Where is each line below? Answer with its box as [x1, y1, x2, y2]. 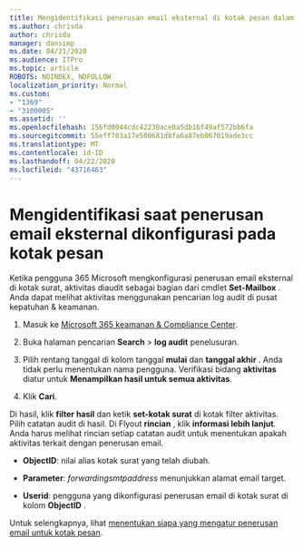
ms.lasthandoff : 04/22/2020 [9, 156, 116, 166]
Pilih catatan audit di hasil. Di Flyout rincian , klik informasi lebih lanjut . [9, 418, 277, 429]
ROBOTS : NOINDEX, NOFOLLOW [9, 73, 112, 82]
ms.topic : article [9, 64, 79, 73]
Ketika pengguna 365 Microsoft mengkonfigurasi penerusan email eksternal [9, 273, 293, 284]
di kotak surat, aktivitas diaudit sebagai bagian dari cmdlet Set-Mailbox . [9, 282, 281, 293]
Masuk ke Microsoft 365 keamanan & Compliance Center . [22, 319, 239, 330]
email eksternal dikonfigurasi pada [9, 223, 277, 244]
